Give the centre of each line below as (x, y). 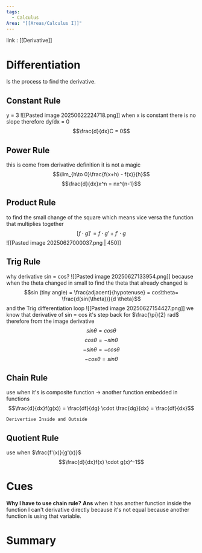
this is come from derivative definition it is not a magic (73, 165)
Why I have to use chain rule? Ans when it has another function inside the (99, 503)
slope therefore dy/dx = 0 (38, 122)
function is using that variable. (44, 516)
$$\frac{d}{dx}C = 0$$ (101, 131)
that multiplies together (35, 224)
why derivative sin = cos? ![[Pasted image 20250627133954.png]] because (100, 276)
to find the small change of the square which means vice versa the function (100, 217)
